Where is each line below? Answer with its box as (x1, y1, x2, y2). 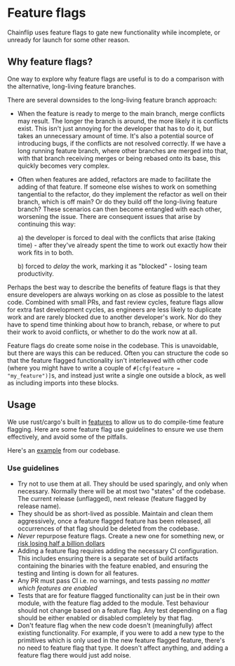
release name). (17, 502, 61, 510)
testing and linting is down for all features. (17, 568, 139, 577)
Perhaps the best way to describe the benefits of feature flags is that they (7, 283, 221, 291)
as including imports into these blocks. (7, 378, 119, 387)
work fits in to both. (17, 248, 74, 257)
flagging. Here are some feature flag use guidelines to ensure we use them (7, 425, 224, 433)
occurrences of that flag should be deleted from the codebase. (17, 524, 200, 533)
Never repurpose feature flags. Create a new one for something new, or (17, 531, 224, 540)
